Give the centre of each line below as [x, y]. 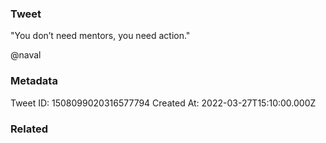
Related [29, 129]
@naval [26, 55]
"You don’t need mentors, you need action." [100, 36]
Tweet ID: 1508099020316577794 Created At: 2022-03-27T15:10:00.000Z [163, 103]
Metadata [34, 81]
